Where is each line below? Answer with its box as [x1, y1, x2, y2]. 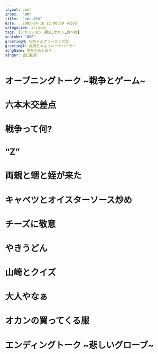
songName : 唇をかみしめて [5, 48, 53, 53]
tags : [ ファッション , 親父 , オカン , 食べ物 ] [5, 30, 80, 35]
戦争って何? [5, 123, 53, 134]
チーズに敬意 [5, 219, 56, 230]
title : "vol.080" [5, 16, 42, 21]
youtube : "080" [5, 35, 36, 40]
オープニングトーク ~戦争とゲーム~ [5, 75, 146, 86]
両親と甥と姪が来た [5, 170, 82, 181]
